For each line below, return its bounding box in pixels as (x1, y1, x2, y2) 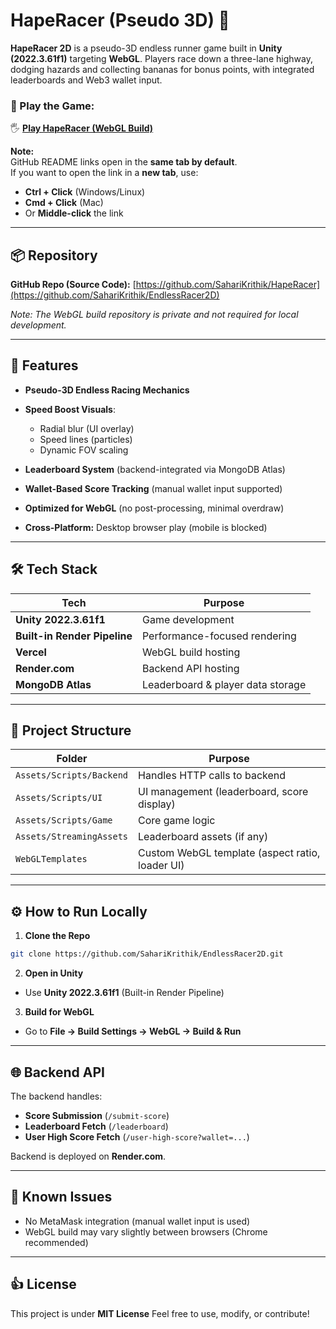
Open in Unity (24, 967, 84, 979)
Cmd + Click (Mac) (24, 197, 104, 209)
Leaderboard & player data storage (141, 677, 307, 691)
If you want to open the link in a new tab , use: (10, 167, 199, 179)
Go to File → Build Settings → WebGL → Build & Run (24, 1025, 242, 1038)
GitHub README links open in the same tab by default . (10, 156, 238, 168)
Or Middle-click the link (24, 207, 124, 219)
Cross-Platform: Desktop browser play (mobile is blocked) (24, 521, 268, 533)
